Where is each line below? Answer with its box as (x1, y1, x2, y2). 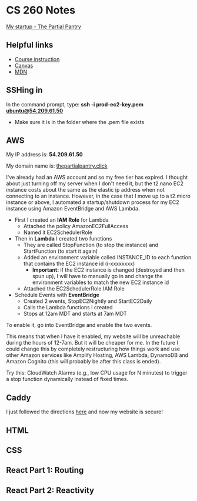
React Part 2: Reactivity (6, 485, 95, 495)
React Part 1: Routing (6, 465, 84, 475)
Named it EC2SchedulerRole (23, 229, 93, 236)
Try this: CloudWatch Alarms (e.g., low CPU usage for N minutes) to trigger (6, 369, 188, 376)
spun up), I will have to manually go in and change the (32, 273, 163, 280)
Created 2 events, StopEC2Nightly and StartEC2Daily (23, 298, 152, 305)
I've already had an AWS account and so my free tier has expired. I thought (6, 174, 188, 181)
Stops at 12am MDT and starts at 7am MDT (23, 310, 128, 318)
